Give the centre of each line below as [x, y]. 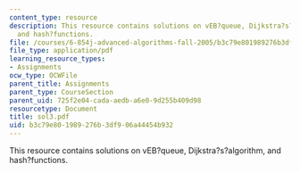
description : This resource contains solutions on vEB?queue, [127, 26]
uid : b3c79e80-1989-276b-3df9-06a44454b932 [92, 126]
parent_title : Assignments [59, 84]
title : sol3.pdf [39, 117]
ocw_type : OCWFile [43, 76]
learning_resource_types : [57, 59]
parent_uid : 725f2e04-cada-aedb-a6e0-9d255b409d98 [105, 100]
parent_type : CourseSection [62, 92]
